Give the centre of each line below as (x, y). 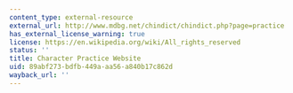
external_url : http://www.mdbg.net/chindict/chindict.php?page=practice (147, 26)
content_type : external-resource (71, 17)
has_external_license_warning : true (77, 34)
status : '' (29, 50)
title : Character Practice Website (75, 58)
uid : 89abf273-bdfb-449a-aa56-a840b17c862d (91, 67)
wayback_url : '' (39, 75)
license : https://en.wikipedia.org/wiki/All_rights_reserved (125, 42)
